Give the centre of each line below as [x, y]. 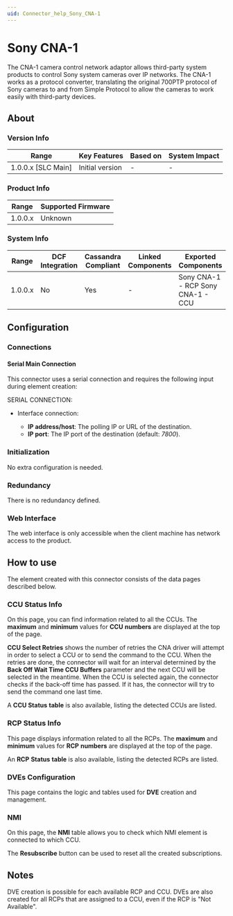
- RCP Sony [198, 285]
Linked [150, 256]
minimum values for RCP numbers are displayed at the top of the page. [110, 746]
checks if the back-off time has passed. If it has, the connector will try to [111, 685]
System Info [28, 238]
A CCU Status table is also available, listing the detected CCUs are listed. [112, 705]
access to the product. [39, 540]
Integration [59, 265]
